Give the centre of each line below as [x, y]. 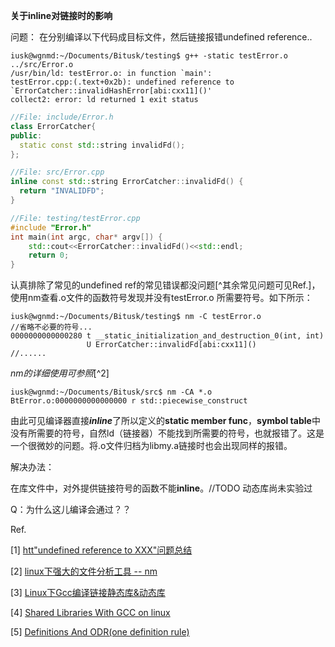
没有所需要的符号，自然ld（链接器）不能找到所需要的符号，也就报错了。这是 [167, 433]
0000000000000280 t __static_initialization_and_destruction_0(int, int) [167, 336]
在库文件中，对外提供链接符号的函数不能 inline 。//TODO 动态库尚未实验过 [161, 488]
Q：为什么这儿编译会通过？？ [71, 510]
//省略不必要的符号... [51, 327]
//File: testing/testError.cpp [75, 218]
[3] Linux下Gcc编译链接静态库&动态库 [88, 593]
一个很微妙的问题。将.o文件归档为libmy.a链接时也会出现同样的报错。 [151, 446]
